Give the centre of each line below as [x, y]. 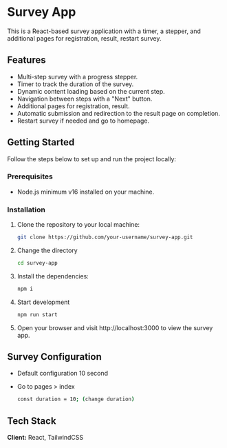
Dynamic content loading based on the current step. [91, 91]
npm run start [37, 314]
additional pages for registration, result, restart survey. [84, 38]
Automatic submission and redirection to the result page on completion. [118, 113]
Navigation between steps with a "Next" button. [85, 99]
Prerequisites [30, 176]
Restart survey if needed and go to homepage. [83, 121]
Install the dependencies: [53, 276]
